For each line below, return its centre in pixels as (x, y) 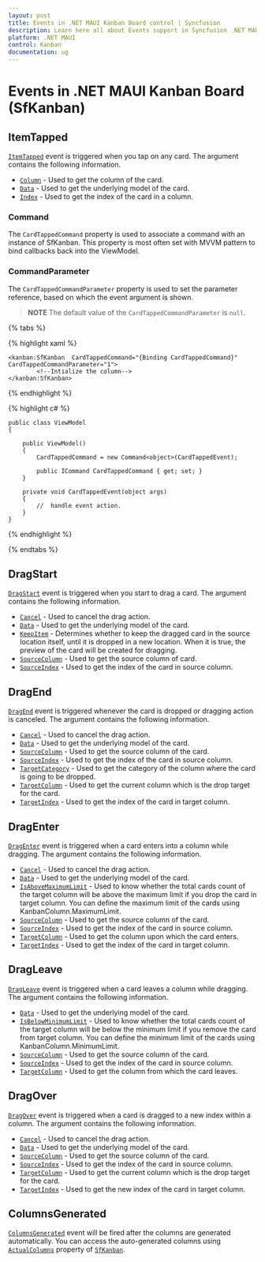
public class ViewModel (47, 423)
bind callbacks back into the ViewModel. (74, 251)
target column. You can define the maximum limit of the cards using (130, 903)
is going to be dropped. (58, 777)
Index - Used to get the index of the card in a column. (106, 197)
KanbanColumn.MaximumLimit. (70, 911)
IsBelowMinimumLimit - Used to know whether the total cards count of (132, 1020)
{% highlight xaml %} (43, 343)
